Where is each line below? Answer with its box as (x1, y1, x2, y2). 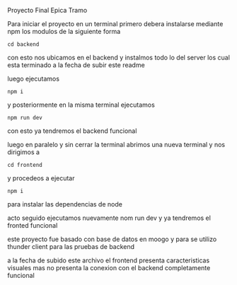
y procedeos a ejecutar (7, 174, 75, 182)
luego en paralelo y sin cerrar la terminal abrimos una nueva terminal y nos (7, 141, 225, 149)
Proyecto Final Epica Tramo (7, 6, 88, 14)
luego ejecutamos (7, 74, 60, 83)
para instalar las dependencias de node (7, 200, 122, 208)
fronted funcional (7, 221, 58, 229)
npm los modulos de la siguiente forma (7, 28, 121, 35)
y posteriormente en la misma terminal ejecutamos (7, 100, 156, 109)
